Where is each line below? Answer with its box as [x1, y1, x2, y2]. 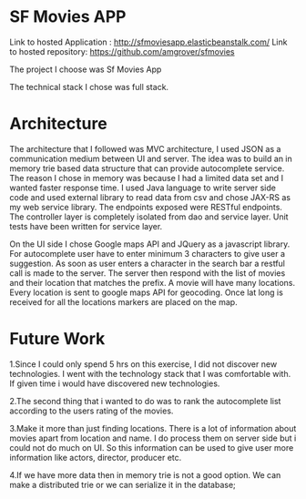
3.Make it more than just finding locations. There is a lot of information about [9, 423, 297, 433]
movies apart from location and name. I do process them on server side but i [9, 433, 297, 443]
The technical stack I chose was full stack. [9, 81, 169, 92]
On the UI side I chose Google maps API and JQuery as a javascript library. [9, 239, 291, 249]
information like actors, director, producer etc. [9, 452, 182, 463]
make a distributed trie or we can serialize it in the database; [9, 479, 237, 490]
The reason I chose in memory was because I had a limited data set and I [9, 172, 284, 183]
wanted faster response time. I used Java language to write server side [9, 182, 276, 193]
